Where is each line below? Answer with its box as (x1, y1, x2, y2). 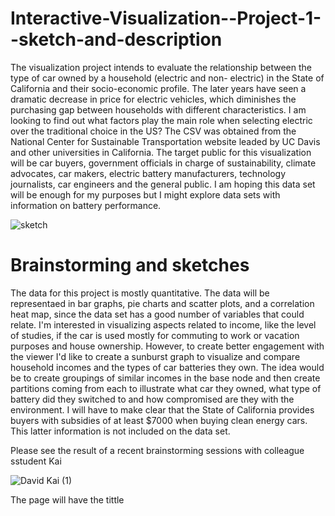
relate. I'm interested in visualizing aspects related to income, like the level (10, 318, 317, 331)
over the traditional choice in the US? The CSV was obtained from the (10, 125, 297, 137)
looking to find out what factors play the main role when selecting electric (10, 114, 313, 126)
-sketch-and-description (10, 28, 223, 51)
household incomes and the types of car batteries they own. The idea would (10, 361, 325, 373)
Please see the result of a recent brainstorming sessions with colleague (10, 444, 305, 456)
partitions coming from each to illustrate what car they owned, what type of (10, 382, 322, 394)
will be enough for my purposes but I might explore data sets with (10, 188, 281, 201)
